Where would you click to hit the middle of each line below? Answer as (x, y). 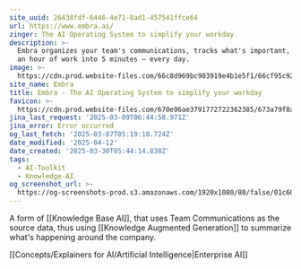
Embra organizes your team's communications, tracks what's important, (154, 51)
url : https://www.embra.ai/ (62, 26)
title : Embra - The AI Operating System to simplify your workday (136, 92)
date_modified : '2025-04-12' (64, 143)
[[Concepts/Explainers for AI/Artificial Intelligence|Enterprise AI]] (129, 255)
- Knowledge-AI (46, 176)
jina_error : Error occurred (62, 126)
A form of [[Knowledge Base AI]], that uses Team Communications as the (145, 218)
